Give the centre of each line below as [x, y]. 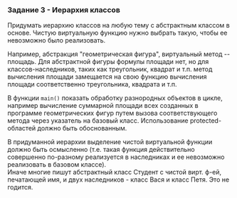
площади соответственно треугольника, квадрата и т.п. [92, 84]
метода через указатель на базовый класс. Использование [98, 121]
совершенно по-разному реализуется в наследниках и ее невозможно [116, 157]
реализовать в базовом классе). [57, 165]
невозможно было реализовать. [57, 40]
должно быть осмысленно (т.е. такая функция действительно [101, 150]
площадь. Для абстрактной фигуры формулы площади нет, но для [108, 62]
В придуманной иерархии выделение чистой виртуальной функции [110, 142]
